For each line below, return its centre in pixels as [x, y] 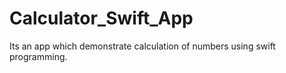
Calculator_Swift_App [101, 18]
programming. [38, 56]
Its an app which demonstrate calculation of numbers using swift [142, 46]
